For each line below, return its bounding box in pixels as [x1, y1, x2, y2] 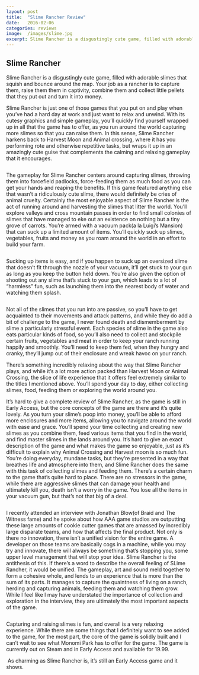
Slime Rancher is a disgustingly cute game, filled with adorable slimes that [6, 74, 187, 81]
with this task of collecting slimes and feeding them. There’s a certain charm [6, 467, 192, 475]
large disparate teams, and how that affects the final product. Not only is [6, 528, 183, 535]
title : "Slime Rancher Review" [6, 14, 86, 20]
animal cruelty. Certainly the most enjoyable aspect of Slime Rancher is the [6, 196, 190, 203]
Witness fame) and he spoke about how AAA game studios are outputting [6, 515, 185, 523]
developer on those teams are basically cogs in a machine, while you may [6, 540, 186, 547]
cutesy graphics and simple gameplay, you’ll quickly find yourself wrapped [6, 117, 189, 124]
